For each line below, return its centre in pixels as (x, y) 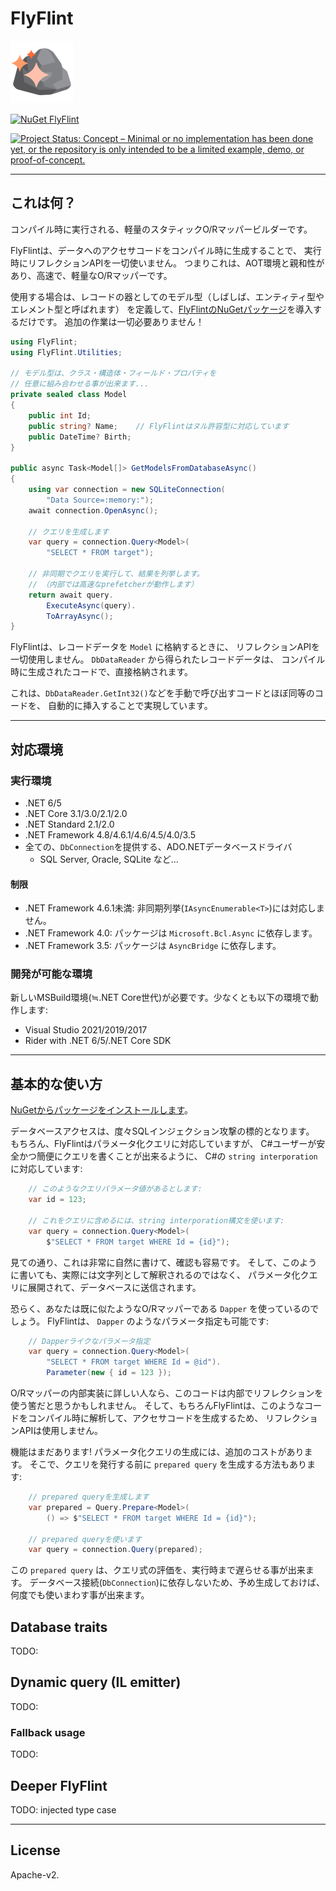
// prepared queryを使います (85, 1539)
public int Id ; (60, 415)
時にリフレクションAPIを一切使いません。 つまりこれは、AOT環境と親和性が (167, 263)
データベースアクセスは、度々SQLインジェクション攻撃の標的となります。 (162, 1131)
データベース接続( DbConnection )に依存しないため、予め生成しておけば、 (177, 1583)
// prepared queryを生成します (89, 1497)
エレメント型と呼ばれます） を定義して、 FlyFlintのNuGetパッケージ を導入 (162, 309)
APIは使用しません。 (60, 1430)
